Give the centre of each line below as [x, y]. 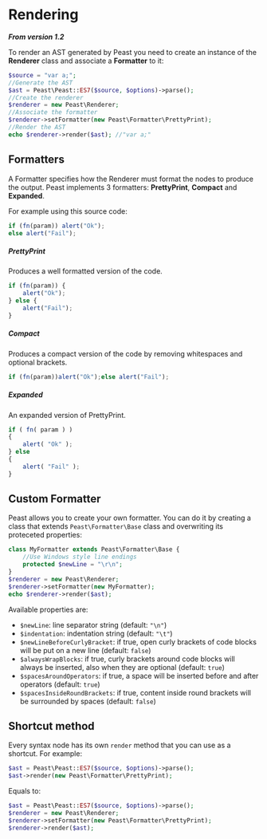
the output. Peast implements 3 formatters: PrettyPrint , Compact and [123, 187]
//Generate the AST [41, 83]
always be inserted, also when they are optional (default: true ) [122, 667]
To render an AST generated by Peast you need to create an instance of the [133, 52]
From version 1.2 [36, 37]
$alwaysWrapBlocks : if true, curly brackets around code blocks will [127, 659]
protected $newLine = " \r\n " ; [73, 565]
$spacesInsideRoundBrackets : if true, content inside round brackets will [135, 692]
